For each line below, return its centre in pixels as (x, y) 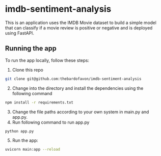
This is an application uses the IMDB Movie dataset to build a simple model (81, 23)
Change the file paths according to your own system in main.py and (80, 112)
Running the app (31, 48)
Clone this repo (27, 70)
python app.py (20, 131)
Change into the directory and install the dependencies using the (78, 88)
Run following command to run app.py (51, 122)
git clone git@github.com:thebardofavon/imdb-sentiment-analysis (73, 79)
